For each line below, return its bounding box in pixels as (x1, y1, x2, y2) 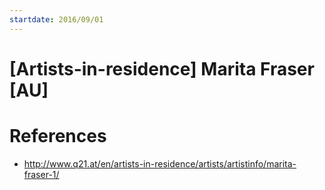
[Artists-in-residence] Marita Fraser (9, 57, 315, 80)
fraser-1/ (23, 168, 60, 180)
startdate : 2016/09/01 (9, 14, 104, 25)
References (9, 125, 107, 147)
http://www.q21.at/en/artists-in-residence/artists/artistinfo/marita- (23, 157, 297, 170)
